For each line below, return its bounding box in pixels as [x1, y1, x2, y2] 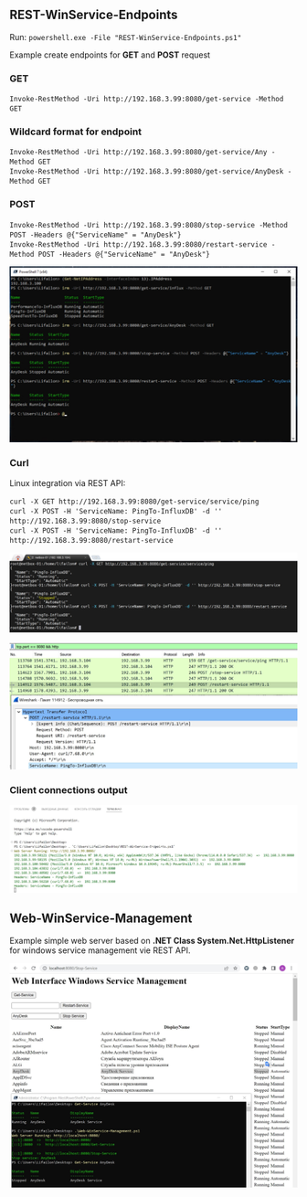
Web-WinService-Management [9, 911, 193, 927]
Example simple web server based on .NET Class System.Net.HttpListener [9, 935, 295, 946]
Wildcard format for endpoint [9, 125, 143, 138]
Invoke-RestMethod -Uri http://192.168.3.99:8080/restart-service [9, 239, 268, 249]
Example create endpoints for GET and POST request [9, 49, 211, 60]
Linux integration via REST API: [9, 477, 126, 488]
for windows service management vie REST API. [9, 945, 191, 956]
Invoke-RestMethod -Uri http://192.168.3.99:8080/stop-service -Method [9, 220, 288, 229]
